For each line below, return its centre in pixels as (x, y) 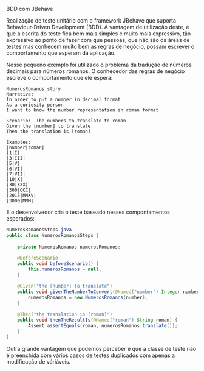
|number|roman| (25, 147)
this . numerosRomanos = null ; (65, 270)
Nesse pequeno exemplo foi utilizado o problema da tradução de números (99, 65)
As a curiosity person (35, 105)
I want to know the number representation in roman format (83, 110)
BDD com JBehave (30, 9)
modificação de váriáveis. (39, 361)
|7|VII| (16, 174)
